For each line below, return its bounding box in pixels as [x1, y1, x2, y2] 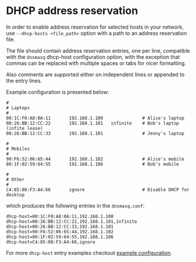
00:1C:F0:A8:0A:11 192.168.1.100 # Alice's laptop [6, 115, 184, 121]
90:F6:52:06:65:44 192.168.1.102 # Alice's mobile [6, 156, 184, 162]
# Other [6, 177, 25, 182]
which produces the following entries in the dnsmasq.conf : [6, 202, 145, 209]
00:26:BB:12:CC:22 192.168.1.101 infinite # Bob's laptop [6, 120, 180, 126]
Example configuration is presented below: [6, 88, 109, 95]
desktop [6, 192, 25, 198]
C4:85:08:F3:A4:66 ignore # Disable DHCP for [6, 187, 190, 192]
